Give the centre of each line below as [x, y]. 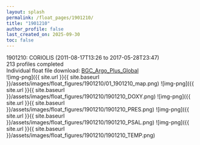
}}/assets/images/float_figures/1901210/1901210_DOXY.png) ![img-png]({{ [98, 96]
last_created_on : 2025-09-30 [43, 35]
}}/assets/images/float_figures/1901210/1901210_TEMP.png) [81, 135]
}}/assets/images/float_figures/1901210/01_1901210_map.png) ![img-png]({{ [100, 83]
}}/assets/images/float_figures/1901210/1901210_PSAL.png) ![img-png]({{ [98, 122]
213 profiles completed [35, 64]
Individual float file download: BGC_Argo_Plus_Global [72, 70]
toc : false [20, 40]
